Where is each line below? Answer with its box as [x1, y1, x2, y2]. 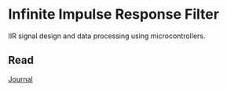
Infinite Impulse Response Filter [8, 5, 220, 23]
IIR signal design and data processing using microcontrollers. [8, 31, 206, 40]
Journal [8, 74, 33, 83]
